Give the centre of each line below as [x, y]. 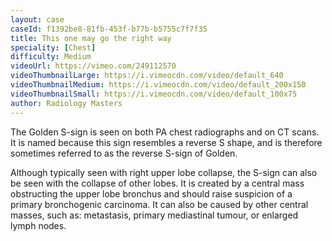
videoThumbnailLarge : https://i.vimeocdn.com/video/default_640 [147, 76]
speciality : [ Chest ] [53, 47]
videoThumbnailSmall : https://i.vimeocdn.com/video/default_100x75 [154, 94]
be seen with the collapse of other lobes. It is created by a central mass [157, 183]
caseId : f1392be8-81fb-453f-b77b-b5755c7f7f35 [109, 29]
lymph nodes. [38, 225]
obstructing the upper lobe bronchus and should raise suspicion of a [151, 193]
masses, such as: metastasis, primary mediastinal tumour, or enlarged [154, 215]
